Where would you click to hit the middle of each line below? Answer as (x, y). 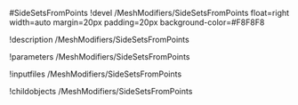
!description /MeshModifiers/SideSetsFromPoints (99, 40)
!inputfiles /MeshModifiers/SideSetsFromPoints (96, 74)
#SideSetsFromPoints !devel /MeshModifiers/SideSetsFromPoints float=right (149, 13)
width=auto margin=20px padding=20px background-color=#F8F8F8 (137, 22)
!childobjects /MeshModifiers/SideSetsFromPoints (101, 91)
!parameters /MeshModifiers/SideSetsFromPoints (100, 57)
